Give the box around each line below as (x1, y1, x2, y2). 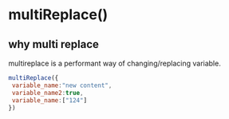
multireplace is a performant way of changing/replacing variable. (8, 58, 221, 68)
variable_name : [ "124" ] (11, 96, 88, 105)
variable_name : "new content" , (11, 81, 113, 89)
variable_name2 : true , (11, 89, 84, 97)
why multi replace (8, 38, 100, 51)
